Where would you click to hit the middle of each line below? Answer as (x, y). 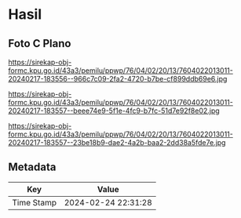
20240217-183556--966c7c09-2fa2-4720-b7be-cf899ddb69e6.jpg (118, 79)
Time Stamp (35, 202)
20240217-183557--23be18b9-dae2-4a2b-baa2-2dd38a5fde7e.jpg (117, 142)
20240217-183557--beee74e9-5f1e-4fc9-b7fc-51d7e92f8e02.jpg (114, 111)
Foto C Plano (40, 44)
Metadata (32, 167)
